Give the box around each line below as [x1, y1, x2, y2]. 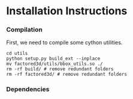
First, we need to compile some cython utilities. [6, 39, 123, 46]
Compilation [6, 26, 43, 34]
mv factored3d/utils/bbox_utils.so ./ [6, 61, 103, 67]
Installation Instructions [6, 4, 128, 18]
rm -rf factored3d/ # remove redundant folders [6, 72, 128, 78]
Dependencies [6, 85, 50, 94]
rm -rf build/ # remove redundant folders [6, 66, 114, 72]
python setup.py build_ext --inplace [6, 55, 101, 62]
